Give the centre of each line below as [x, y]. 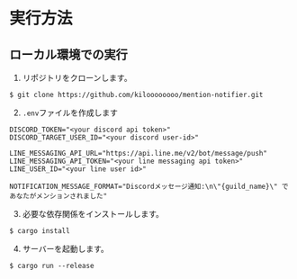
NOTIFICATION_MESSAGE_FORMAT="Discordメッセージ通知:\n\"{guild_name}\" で [149, 186]
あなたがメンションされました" [58, 196]
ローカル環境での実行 [68, 54]
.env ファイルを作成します [70, 112]
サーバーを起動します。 [66, 249]
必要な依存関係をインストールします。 [93, 214]
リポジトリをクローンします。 [77, 78]
